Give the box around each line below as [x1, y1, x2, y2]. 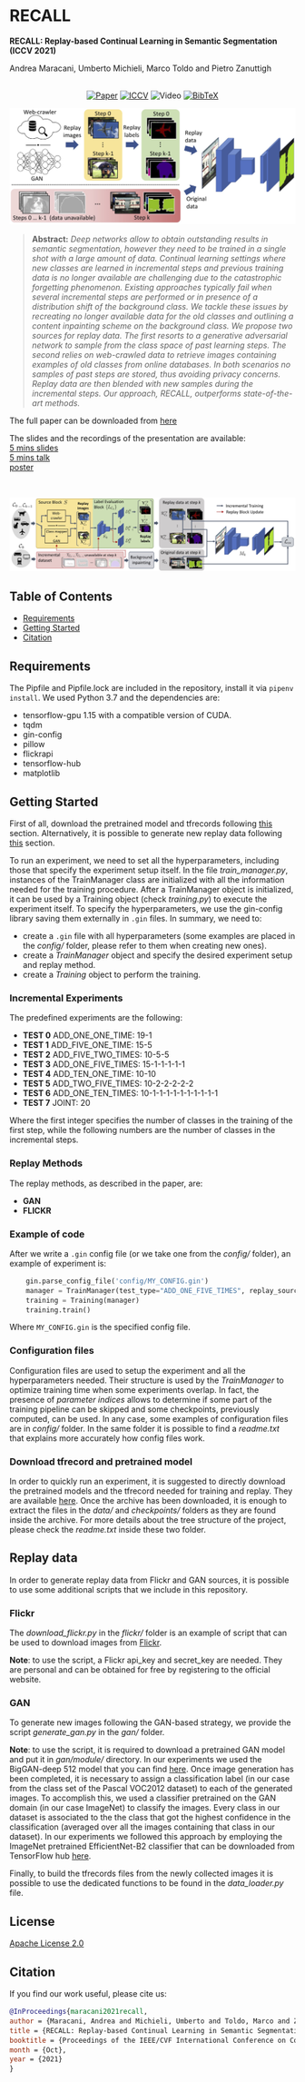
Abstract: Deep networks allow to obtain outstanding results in [31, 233, 269, 245]
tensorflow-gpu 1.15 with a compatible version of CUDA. [22, 710, 231, 721]
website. [9, 1674, 42, 1685]
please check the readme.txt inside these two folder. [9, 1524, 206, 1535]
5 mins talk [9, 452, 51, 463]
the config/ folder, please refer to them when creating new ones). [22, 941, 268, 952]
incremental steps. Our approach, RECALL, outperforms [31, 388, 242, 400]
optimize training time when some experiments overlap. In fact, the [9, 1384, 260, 1395]
